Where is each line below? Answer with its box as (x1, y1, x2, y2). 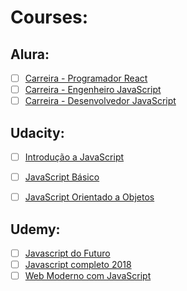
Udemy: (10, 221, 61, 238)
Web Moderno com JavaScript (24, 270, 152, 282)
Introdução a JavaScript (24, 151, 125, 163)
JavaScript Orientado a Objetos (24, 191, 155, 203)
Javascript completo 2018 (24, 259, 132, 271)
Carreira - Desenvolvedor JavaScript (24, 95, 177, 107)
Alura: (10, 46, 50, 63)
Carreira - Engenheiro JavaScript (24, 84, 162, 96)
